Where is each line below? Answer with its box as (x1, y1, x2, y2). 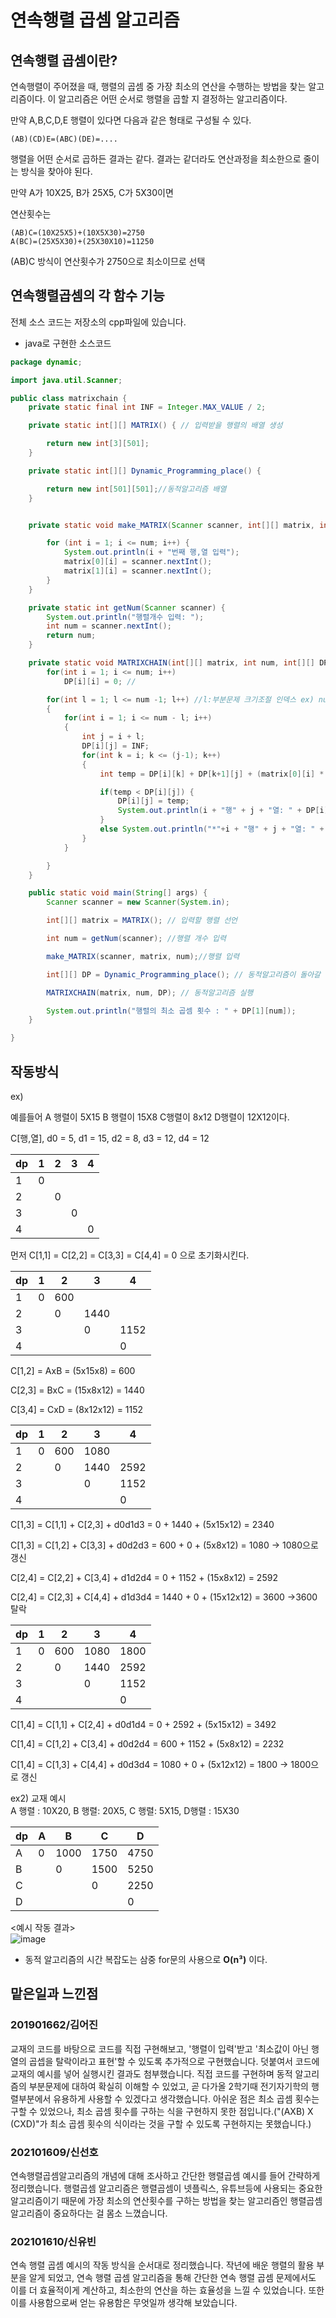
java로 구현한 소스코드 (24, 337, 112, 349)
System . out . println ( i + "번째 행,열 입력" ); (63, 547, 240, 558)
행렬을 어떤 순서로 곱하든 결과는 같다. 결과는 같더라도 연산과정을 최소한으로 (10, 153, 302, 165)
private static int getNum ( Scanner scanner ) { (28, 602, 226, 613)
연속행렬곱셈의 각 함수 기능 (10, 287, 165, 305)
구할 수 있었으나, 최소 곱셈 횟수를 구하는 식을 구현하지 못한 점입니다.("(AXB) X (10, 2105, 314, 2117)
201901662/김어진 (10, 2018, 99, 2032)
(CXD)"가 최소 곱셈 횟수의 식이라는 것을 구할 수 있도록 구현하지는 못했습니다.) (10, 2117, 312, 2130)
